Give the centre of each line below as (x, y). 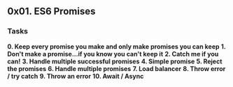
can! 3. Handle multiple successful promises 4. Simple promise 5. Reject (115, 61)
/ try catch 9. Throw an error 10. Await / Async (76, 76)
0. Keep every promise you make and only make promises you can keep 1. (116, 46)
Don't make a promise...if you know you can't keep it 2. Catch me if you (113, 54)
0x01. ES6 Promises (51, 11)
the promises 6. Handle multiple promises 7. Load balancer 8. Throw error (116, 68)
